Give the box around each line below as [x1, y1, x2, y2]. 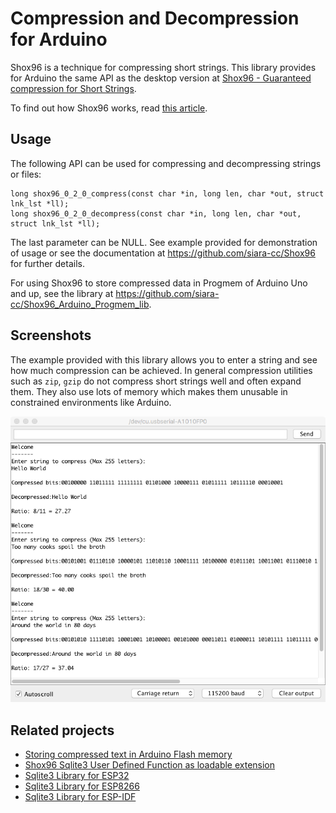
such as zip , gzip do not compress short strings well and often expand [10, 375, 302, 387]
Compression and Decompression [10, 7, 300, 30]
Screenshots [10, 327, 92, 344]
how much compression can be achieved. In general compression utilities [10, 364, 313, 376]
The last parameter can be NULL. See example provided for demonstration [10, 236, 318, 248]
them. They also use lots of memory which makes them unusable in [10, 385, 288, 397]
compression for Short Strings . [10, 82, 137, 94]
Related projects [10, 722, 115, 739]
